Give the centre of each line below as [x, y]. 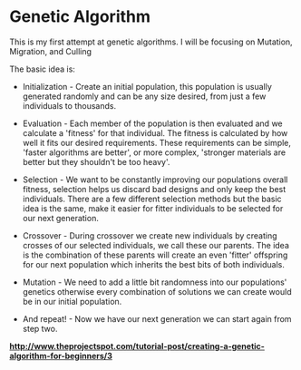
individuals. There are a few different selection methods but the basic [152, 199]
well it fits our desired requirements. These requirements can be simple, [157, 142]
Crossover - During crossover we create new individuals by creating [150, 235]
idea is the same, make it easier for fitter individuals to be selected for [153, 208]
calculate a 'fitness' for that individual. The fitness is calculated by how [155, 132]
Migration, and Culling [51, 51]
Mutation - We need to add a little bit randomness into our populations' [155, 282]
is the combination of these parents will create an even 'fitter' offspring [155, 255]
